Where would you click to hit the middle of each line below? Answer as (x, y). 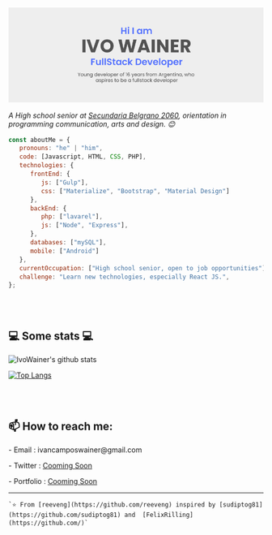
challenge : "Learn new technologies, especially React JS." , (124, 277)
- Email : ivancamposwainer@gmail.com (75, 450)
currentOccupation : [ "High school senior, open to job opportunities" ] (142, 268)
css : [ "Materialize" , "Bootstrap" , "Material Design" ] (135, 191)
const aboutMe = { (39, 140)
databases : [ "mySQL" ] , (68, 243)
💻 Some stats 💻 (51, 336)
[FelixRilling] (168, 515)
